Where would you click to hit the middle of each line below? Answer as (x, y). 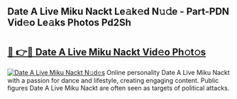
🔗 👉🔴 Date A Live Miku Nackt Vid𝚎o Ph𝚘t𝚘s (107, 52)
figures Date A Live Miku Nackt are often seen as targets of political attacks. (118, 88)
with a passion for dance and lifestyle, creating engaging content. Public (113, 80)
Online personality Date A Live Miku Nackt (168, 72)
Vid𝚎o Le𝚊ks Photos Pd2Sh (69, 23)
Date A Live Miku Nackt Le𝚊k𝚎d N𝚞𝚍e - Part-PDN (118, 12)
